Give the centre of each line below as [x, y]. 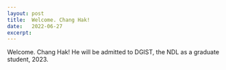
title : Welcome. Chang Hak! [49, 20]
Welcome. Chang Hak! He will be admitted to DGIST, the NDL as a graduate [113, 52]
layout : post [26, 13]
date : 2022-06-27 [35, 26]
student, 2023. [28, 60]
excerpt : [20, 33]
